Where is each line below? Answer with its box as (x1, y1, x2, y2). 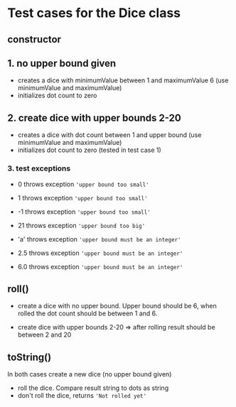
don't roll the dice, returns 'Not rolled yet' (17, 391, 147, 400)
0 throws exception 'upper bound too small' (17, 180, 149, 188)
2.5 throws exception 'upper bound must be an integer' (17, 249, 183, 257)
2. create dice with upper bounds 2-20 (7, 112, 181, 124)
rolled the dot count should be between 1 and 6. (17, 309, 158, 318)
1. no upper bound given (7, 57, 117, 69)
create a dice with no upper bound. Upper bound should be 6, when (17, 302, 217, 310)
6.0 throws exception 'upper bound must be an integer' (17, 262, 183, 271)
